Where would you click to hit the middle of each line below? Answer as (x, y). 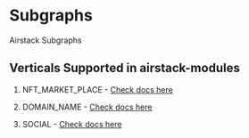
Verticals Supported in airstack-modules (125, 68)
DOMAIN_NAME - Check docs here (87, 107)
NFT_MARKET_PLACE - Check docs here (98, 89)
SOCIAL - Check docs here (72, 124)
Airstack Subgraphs (46, 40)
